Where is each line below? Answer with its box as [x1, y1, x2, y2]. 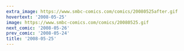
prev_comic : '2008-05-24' [6, 30, 70, 36]
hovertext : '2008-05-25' [6, 14, 67, 20]
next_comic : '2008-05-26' [6, 25, 70, 31]
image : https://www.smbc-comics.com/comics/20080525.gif [6, 19, 149, 25]
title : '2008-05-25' [6, 36, 57, 42]
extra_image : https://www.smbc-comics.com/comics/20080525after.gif [6, 8, 178, 15]
